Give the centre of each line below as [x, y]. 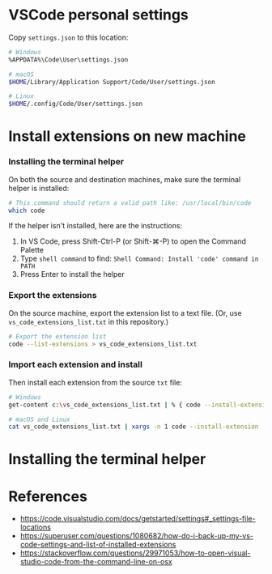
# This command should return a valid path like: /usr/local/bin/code [130, 203]
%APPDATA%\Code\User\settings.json [68, 60]
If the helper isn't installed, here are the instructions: [96, 226]
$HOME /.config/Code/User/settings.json [76, 104]
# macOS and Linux [39, 419]
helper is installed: [39, 188]
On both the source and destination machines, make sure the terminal [125, 179]
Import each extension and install [76, 364]
